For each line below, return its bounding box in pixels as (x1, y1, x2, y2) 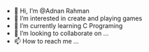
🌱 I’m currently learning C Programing (13, 22, 123, 30)
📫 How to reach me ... (13, 37, 79, 45)
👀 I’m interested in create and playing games (13, 14, 143, 22)
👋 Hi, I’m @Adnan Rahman (13, 7, 90, 15)
